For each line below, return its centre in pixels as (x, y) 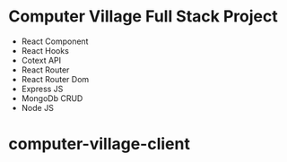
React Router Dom (55, 79)
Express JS (42, 89)
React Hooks (45, 50)
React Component (55, 41)
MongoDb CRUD (52, 98)
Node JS (38, 107)
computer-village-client (99, 144)
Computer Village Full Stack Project (143, 17)
